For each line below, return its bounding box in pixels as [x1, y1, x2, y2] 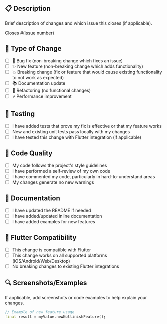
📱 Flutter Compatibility [5, 233, 77, 242]
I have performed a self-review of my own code [12, 168, 111, 174]
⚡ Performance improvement [12, 93, 72, 99]
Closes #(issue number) [5, 30, 55, 36]
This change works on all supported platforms [12, 252, 107, 258]
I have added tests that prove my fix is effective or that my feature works [12, 123, 162, 129]
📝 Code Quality [5, 149, 53, 158]
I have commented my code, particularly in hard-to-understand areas [12, 173, 155, 179]
